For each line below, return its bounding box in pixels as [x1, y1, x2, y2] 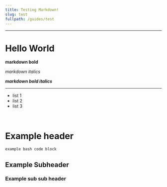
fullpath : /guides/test [5, 16, 55, 21]
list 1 [12, 93, 22, 98]
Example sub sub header [5, 175, 66, 182]
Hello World [5, 43, 55, 54]
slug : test [5, 12, 28, 17]
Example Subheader [5, 160, 70, 169]
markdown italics [5, 69, 41, 75]
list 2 [12, 98, 23, 104]
